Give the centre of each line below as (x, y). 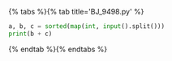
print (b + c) (30, 34)
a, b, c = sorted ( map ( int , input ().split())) (86, 26)
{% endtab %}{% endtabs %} (58, 49)
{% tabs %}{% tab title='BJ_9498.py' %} (76, 12)
